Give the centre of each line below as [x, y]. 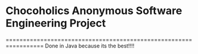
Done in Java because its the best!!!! [90, 46]
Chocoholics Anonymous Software [94, 11]
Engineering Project [56, 23]
